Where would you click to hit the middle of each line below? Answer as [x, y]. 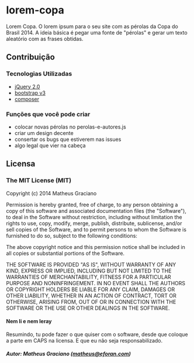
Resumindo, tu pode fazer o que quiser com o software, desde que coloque [97, 334]
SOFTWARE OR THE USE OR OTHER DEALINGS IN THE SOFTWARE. [88, 308]
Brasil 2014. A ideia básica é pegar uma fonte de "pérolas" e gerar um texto [97, 32]
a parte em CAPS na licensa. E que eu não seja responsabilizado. [84, 340]
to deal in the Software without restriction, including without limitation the [94, 217]
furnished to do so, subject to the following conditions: [72, 236]
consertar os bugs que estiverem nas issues [68, 139]
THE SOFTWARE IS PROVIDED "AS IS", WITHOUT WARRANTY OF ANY [91, 264]
